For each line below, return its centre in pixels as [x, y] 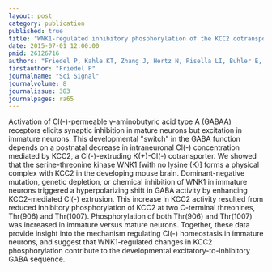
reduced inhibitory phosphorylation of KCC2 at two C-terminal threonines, [132, 208]
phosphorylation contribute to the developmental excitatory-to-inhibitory [130, 251]
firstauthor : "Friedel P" [52, 69]
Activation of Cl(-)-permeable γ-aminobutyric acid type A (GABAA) [120, 121]
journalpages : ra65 [41, 99]
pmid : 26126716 [34, 53]
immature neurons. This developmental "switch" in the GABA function [125, 139]
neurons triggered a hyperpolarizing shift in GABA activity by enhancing [128, 190]
